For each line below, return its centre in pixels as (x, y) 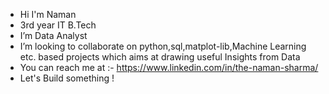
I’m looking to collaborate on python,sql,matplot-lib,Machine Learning (163, 46)
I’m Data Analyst (53, 35)
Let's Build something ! (67, 78)
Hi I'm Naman (48, 14)
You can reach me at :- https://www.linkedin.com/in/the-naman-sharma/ (169, 67)
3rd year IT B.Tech (58, 25)
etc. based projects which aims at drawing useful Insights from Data (160, 57)
